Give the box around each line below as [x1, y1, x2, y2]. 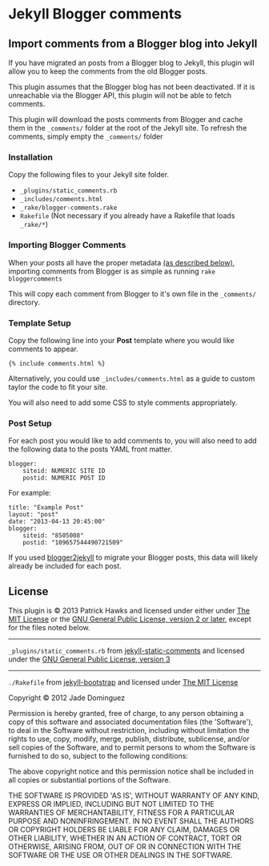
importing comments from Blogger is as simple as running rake [8, 266, 216, 276]
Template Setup [8, 318, 71, 329]
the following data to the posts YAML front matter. [8, 444, 173, 454]
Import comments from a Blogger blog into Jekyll [8, 37, 258, 51]
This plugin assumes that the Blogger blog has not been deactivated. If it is [8, 82, 255, 91]
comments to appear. [8, 344, 78, 354]
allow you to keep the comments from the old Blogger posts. [8, 67, 208, 76]
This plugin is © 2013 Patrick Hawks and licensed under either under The [8, 606, 251, 615]
